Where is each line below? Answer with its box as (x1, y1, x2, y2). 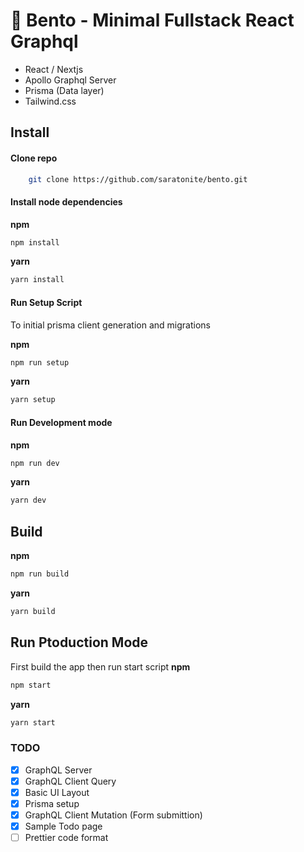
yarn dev (10, 495, 47, 506)
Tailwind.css (24, 95, 77, 107)
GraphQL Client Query (24, 775, 117, 787)
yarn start (10, 717, 56, 728)
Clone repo (10, 152, 58, 164)
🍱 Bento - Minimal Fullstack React (10, 9, 295, 32)
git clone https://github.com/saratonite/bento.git (28, 174, 248, 184)
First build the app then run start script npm (10, 660, 191, 673)
